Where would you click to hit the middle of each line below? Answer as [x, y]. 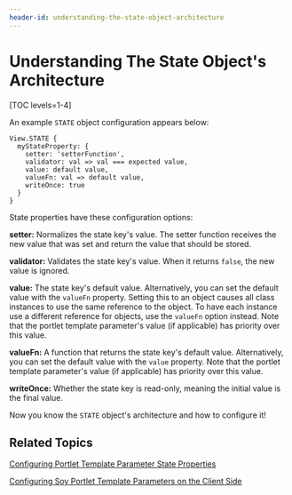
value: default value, [67, 170]
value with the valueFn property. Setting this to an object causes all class [142, 297]
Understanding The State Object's [138, 61]
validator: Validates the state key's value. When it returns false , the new [142, 261]
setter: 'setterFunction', [75, 154]
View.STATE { [33, 139]
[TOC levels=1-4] [40, 105]
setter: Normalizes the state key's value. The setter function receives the [143, 234]
